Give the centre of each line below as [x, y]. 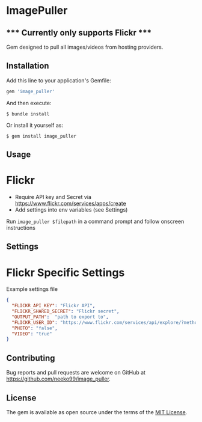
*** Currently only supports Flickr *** [79, 33]
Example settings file [32, 289]
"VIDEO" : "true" [32, 334]
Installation [28, 66]
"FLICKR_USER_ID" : [35, 322]
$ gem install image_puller [41, 136]
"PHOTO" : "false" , [35, 328]
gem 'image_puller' [31, 91]
